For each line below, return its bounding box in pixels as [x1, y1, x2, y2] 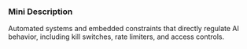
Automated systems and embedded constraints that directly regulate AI [8, 24, 240, 33]
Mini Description [8, 6, 73, 17]
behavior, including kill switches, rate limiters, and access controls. [8, 32, 225, 41]
